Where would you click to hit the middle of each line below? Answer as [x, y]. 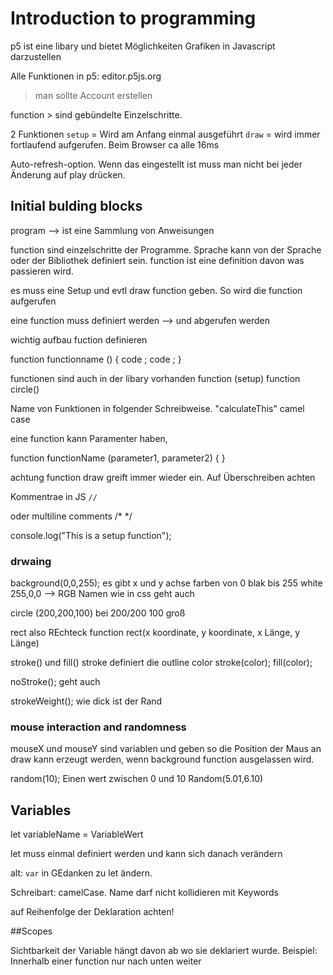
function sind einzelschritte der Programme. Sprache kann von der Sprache [166, 249]
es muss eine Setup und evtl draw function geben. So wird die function [156, 290]
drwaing [31, 561]
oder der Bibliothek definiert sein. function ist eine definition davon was [157, 260]
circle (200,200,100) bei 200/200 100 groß [98, 613]
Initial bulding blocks [76, 206]
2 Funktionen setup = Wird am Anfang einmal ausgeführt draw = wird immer [165, 134]
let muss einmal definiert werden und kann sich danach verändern [146, 854]
